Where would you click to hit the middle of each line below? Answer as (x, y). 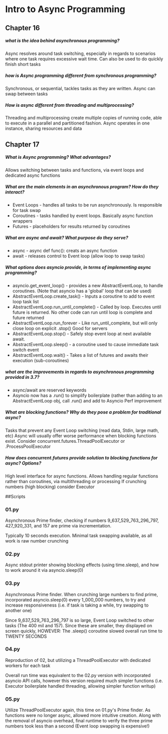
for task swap (27, 210)
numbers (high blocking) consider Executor (50, 487)
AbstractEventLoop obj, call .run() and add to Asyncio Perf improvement (87, 401)
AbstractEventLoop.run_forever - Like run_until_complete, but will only (85, 323)
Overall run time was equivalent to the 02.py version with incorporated (78, 675)
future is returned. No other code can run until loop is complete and (82, 312)
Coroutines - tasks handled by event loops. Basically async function (82, 216)
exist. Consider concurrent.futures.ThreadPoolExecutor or (65, 441)
